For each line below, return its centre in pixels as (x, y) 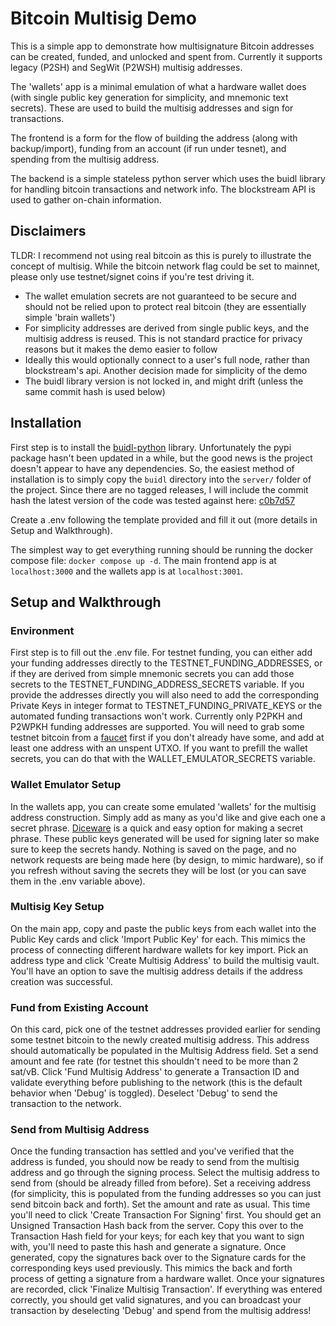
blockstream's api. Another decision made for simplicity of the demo (166, 370)
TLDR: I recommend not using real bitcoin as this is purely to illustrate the (161, 255)
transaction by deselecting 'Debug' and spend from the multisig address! (161, 1311)
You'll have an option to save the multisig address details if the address (156, 971)
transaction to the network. (66, 1104)
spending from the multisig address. (85, 159)
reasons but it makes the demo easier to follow (121, 349)
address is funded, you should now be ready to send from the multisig (155, 1162)
